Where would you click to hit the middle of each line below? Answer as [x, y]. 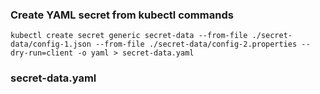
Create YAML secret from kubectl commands [122, 15]
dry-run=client [42, 53]
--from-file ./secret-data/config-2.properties [196, 44]
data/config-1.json [51, 44]
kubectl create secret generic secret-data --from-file [129, 36]
